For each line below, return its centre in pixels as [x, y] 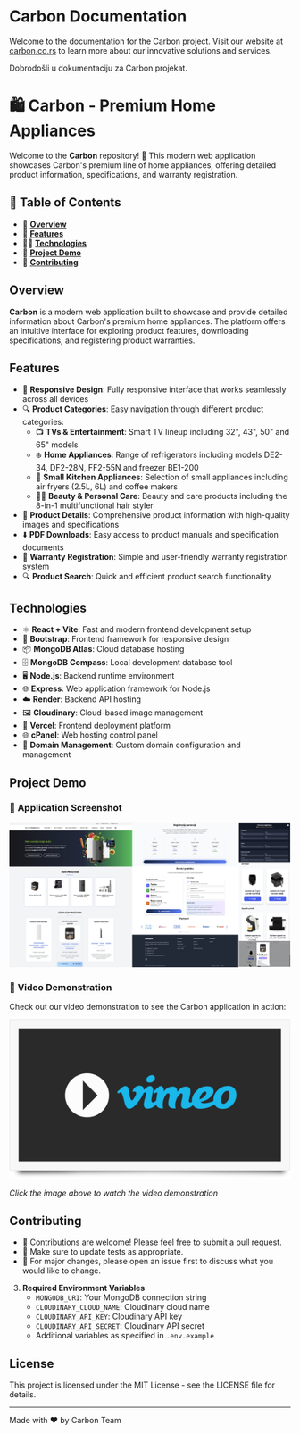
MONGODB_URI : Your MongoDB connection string [121, 1297]
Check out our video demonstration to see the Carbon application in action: [148, 1007]
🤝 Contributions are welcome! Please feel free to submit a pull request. [152, 1242]
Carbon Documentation [98, 17]
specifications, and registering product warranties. [102, 340]
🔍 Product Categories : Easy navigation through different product [143, 409]
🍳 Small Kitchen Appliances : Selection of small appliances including [162, 477]
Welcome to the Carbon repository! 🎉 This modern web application [133, 155]
